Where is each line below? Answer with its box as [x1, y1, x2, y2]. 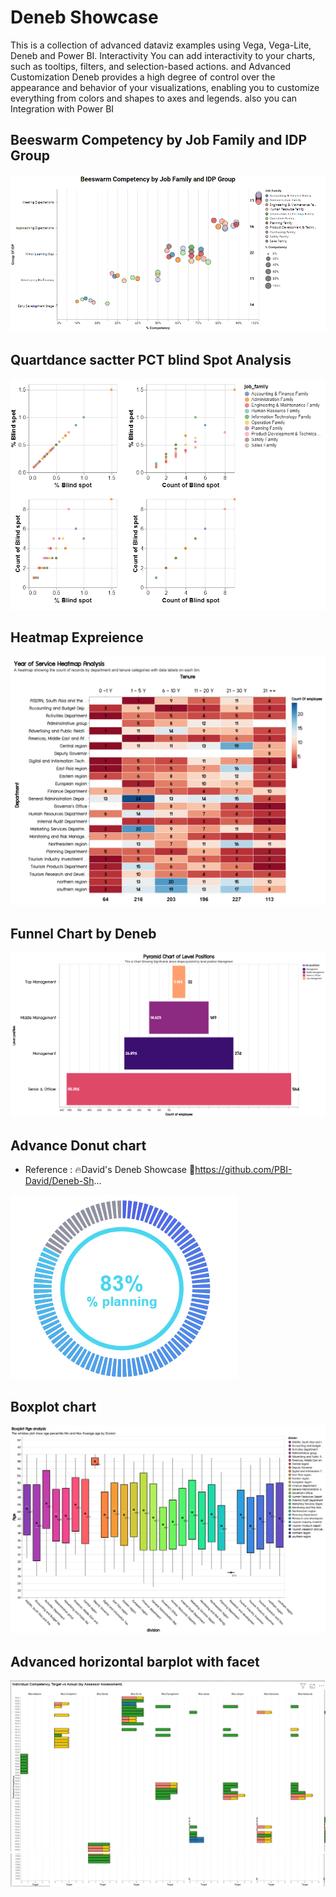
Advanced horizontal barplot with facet [10, 1653, 260, 1670]
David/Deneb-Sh [24, 1175, 95, 1187]
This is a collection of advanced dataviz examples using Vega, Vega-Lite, [10, 39, 312, 51]
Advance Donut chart [10, 1137, 147, 1154]
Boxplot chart [10, 1398, 97, 1415]
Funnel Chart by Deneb [10, 925, 157, 942]
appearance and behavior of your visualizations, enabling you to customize [10, 81, 320, 93]
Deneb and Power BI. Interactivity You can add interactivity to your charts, [10, 49, 316, 61]
